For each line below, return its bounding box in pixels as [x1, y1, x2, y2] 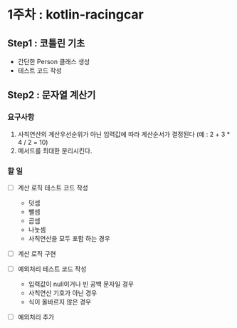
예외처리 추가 [17, 313, 55, 322]
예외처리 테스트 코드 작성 [17, 265, 87, 273]
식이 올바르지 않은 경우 [28, 297, 92, 307]
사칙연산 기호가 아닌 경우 [28, 289, 98, 297]
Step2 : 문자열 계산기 [7, 89, 96, 101]
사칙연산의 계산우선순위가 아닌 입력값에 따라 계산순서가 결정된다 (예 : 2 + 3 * [17, 130, 231, 138]
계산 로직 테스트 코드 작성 [17, 183, 89, 192]
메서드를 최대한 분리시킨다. [17, 146, 93, 155]
